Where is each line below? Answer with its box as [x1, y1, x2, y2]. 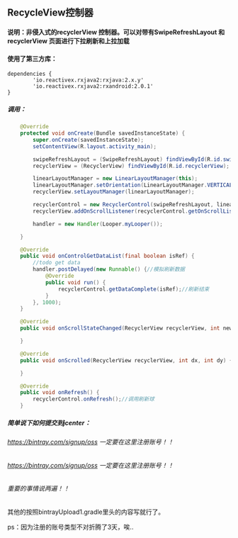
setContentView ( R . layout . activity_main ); [33, 142, 157, 150]
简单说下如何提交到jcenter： [7, 418, 91, 427]
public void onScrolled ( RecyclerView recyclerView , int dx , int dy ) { [20, 357, 233, 364]
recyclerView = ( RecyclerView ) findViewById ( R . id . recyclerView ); [33, 162, 230, 169]
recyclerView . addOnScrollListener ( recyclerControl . [33, 208, 189, 215]
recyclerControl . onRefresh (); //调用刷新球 [33, 396, 154, 403]
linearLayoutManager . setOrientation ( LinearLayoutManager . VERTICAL [33, 181, 233, 189]
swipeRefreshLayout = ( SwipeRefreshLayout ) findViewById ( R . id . [33, 155, 223, 163]
